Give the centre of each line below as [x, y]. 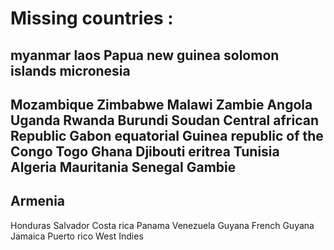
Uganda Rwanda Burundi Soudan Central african [164, 120]
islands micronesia [70, 70]
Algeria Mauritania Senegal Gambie [123, 167]
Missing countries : [92, 18]
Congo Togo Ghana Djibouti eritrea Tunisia [145, 151]
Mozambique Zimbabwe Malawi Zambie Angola [161, 104]
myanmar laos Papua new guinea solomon [145, 55]
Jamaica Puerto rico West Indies [77, 236]
